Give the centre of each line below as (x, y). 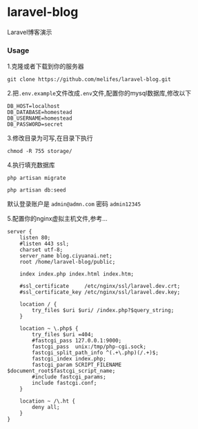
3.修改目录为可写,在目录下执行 (50, 138)
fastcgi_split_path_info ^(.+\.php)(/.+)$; (95, 353)
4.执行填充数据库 (31, 165)
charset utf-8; (41, 250)
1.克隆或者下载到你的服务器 (46, 66)
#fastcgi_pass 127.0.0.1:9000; (77, 341)
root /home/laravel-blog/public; (68, 262)
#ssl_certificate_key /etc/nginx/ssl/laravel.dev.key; (100, 292)
